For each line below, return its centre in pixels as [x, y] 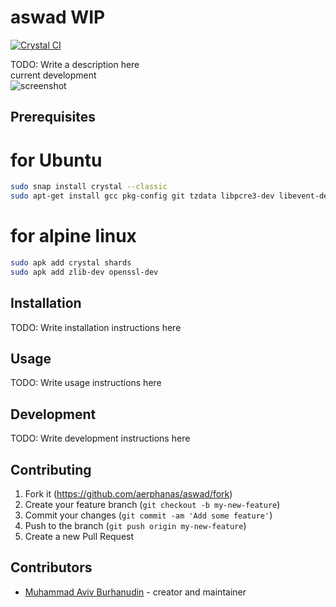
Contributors [51, 567]
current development [53, 75]
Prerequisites [53, 117]
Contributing [51, 469]
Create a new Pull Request [79, 536]
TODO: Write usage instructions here [86, 383]
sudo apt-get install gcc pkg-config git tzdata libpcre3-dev [142, 196]
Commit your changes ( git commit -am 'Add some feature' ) [148, 515]
